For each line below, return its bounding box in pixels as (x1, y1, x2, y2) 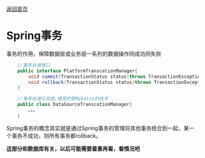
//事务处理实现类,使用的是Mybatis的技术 (17, 96, 109, 102)
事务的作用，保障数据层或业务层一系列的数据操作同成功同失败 (6, 50, 162, 57)
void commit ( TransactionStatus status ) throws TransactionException (28, 74, 203, 80)
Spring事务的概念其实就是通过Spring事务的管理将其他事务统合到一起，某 (6, 124, 189, 132)
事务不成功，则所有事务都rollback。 (11, 132, 102, 139)
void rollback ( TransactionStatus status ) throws (28, 79, 151, 85)
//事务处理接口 (17, 62, 51, 68)
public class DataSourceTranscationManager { (17, 101, 132, 108)
